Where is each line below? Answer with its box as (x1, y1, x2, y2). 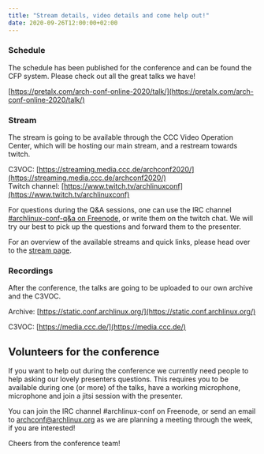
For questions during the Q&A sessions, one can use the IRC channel (8, 205, 232, 215)
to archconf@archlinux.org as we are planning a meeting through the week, (8, 415, 254, 425)
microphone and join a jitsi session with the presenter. (8, 392, 184, 401)
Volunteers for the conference (8, 345, 160, 358)
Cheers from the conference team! (8, 439, 121, 448)
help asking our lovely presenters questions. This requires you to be (8, 374, 229, 384)
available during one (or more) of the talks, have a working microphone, (8, 383, 241, 392)
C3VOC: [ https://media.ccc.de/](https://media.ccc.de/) (8, 322, 187, 332)
